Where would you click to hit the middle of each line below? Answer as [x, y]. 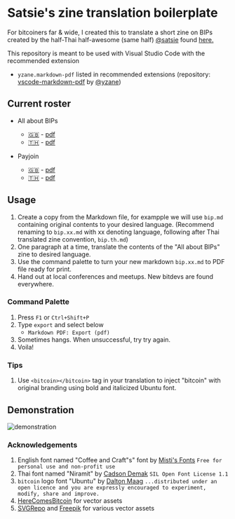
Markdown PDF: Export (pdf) [69, 333]
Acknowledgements [42, 445]
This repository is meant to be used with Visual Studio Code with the [106, 53]
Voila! [25, 347]
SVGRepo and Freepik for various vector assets [86, 508]
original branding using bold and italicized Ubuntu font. [97, 388]
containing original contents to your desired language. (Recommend [116, 224]
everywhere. [35, 284]
